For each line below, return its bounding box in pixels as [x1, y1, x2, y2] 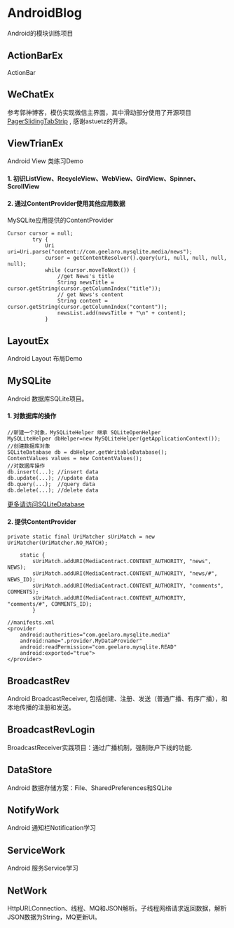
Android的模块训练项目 [7, 29, 74, 37]
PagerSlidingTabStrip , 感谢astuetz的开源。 [7, 117, 132, 125]
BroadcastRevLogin [7, 723, 95, 736]
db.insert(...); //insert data [7, 469, 99, 476]
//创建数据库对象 [7, 443, 50, 450]
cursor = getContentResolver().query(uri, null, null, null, [44, 254, 228, 262]
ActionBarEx [7, 50, 63, 62]
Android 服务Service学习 [7, 864, 78, 873]
